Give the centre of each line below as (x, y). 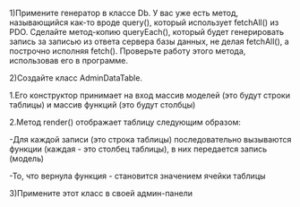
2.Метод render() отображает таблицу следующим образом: (125, 122)
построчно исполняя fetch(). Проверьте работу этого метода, (128, 51)
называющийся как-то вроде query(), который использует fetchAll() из (144, 22)
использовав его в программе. (69, 60)
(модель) (27, 159)
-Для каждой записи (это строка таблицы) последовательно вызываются (150, 139)
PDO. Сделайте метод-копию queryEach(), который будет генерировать (147, 32)
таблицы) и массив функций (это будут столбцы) (103, 105)
